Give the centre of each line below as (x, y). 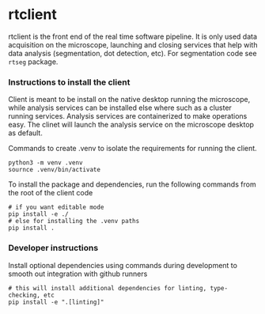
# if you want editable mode (56, 207)
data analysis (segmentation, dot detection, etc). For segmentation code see (132, 53)
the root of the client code (51, 193)
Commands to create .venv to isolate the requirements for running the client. (132, 149)
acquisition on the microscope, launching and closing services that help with (133, 44)
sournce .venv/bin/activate (55, 170)
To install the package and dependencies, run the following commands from (132, 184)
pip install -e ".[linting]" (56, 302)
